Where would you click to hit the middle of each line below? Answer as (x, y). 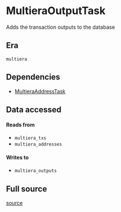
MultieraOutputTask (56, 11)
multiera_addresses (38, 144)
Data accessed (34, 110)
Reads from (20, 124)
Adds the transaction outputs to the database (61, 27)
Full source (27, 189)
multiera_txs (30, 138)
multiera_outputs (36, 171)
